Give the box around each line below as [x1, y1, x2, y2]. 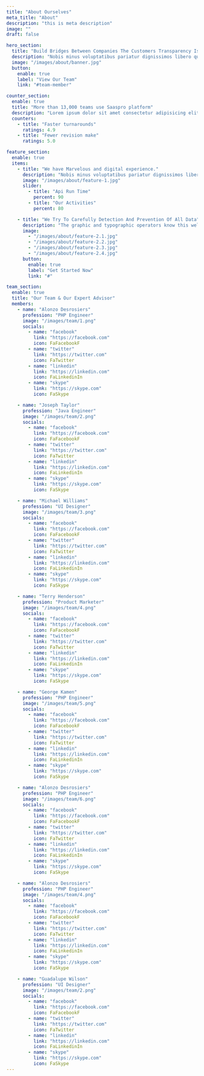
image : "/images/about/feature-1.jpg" [22, 177, 121, 183]
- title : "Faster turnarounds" [17, 121, 97, 128]
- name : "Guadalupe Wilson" [17, 976, 88, 982]
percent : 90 [33, 194, 64, 200]
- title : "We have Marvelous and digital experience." [17, 166, 159, 172]
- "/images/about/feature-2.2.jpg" [28, 239, 118, 245]
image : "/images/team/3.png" [22, 509, 97, 515]
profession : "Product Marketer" [22, 599, 104, 605]
